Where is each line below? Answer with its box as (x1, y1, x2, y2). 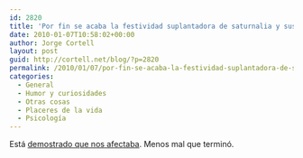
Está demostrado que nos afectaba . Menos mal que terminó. (9, 139, 234, 150)
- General (17, 80, 54, 89)
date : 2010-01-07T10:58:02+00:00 (9, 30, 135, 39)
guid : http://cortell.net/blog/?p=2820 (9, 55, 160, 64)
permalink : (9, 64, 50, 73)
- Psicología (17, 114, 67, 123)
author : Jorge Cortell (9, 38, 95, 48)
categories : (9, 72, 54, 81)
